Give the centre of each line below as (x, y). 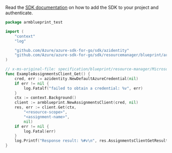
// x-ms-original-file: (31, 69)
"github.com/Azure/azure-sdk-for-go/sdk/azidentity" (72, 50)
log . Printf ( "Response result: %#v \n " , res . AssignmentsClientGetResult (91, 141)
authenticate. (19, 13)
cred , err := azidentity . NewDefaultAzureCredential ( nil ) (77, 79)
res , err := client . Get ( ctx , (46, 107)
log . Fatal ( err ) (40, 131)
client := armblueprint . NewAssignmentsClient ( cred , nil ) (77, 103)
